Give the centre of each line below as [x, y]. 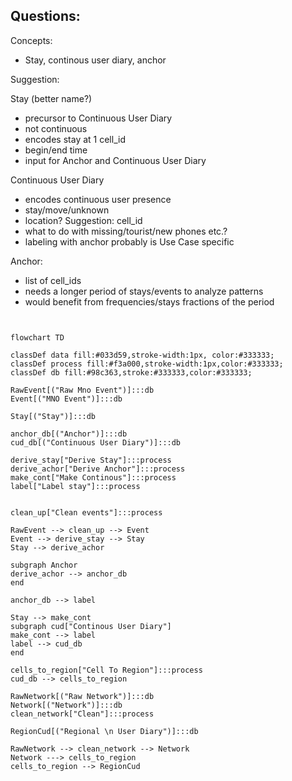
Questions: [45, 16]
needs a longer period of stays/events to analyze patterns [144, 291]
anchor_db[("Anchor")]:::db [69, 434]
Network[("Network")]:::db [66, 705]
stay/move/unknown [67, 210]
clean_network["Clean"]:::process [82, 714]
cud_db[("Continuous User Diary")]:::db [96, 442]
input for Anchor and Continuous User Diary [115, 160]
